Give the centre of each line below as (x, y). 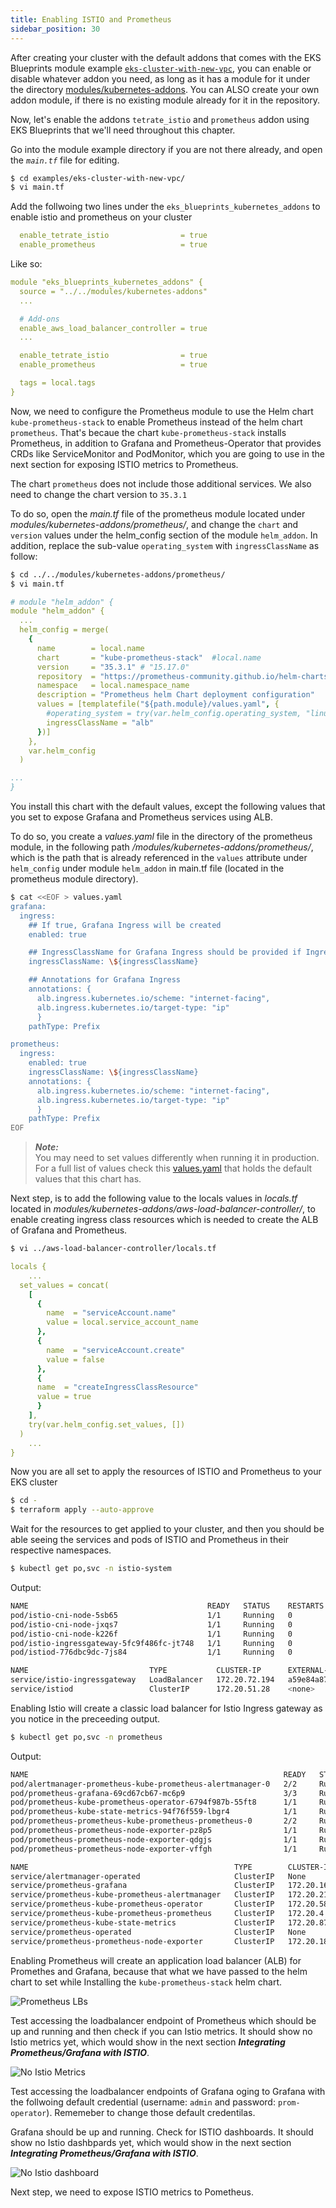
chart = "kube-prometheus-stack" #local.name (149, 657)
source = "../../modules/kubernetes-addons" (113, 291)
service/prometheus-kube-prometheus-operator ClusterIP (142, 1904)
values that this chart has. (88, 1179)
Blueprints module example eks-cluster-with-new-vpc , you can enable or (161, 68)
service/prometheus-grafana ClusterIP (142, 1886)
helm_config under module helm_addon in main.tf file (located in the (147, 868)
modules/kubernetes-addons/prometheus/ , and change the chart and (154, 524)
